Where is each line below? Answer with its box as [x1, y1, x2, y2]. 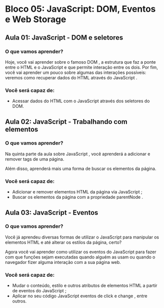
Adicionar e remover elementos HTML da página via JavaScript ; [12, 189, 143, 195]
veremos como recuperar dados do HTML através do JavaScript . [5, 74, 138, 80]
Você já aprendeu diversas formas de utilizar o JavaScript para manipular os [5, 234, 159, 240]
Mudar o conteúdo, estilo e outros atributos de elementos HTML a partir [12, 283, 158, 288]
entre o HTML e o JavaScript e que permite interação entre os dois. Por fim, [5, 64, 158, 70]
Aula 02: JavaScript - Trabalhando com [5, 118, 128, 126]
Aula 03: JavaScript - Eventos [5, 208, 98, 216]
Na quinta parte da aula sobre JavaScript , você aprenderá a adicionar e [5, 151, 150, 157]
